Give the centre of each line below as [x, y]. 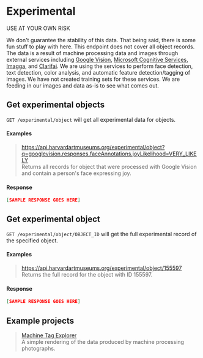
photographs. [38, 348]
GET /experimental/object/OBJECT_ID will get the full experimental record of [102, 234]
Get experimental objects [56, 105]
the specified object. [32, 241]
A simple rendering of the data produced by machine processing [103, 341]
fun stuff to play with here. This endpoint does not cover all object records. [101, 47]
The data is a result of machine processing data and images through [92, 53]
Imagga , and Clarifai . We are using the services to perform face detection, [100, 66]
